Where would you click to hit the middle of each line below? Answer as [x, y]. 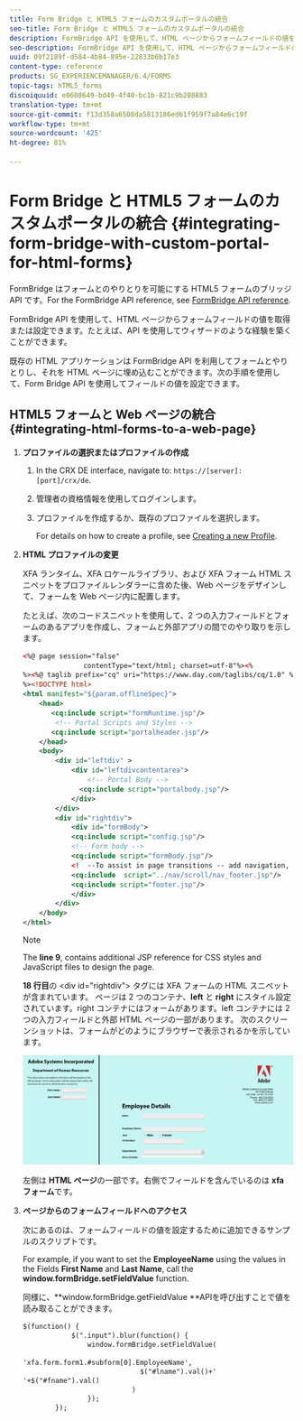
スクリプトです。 [70, 1240]
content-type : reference [56, 67]
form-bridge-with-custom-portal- [140, 243]
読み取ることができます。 [69, 1308]
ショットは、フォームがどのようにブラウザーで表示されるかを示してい [161, 1031]
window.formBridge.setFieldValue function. [106, 1278]
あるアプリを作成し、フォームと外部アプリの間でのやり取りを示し [169, 627]
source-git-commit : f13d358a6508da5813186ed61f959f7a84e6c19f [129, 114]
